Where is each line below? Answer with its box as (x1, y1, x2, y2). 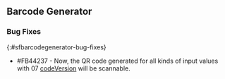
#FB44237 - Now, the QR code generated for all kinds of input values (16, 56, 219, 65)
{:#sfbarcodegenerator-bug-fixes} (6, 42, 107, 51)
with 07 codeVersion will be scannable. (16, 63, 131, 73)
